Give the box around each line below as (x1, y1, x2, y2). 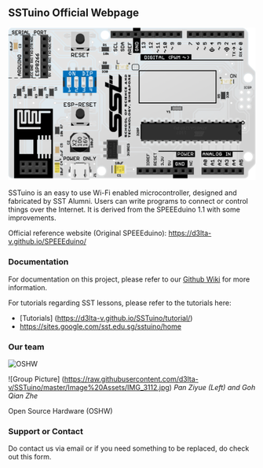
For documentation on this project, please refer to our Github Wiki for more (8, 275, 250, 284)
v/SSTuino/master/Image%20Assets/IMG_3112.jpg (8, 382, 170, 392)
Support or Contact (8, 426, 84, 437)
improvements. (8, 213, 57, 223)
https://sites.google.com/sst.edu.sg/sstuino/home (19, 322, 182, 331)
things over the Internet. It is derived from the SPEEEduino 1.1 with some (8, 205, 241, 215)
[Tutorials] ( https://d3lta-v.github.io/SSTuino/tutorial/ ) (19, 313, 193, 322)
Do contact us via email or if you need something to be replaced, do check (8, 444, 250, 453)
